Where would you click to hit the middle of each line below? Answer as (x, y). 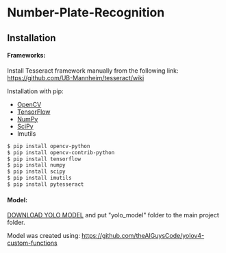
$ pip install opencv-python (49, 146)
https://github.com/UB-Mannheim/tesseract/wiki (76, 77)
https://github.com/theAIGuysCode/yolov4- (143, 236)
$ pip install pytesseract (46, 184)
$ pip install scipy (37, 172)
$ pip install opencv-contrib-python (61, 152)
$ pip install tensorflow (44, 159)
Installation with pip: (35, 91)
